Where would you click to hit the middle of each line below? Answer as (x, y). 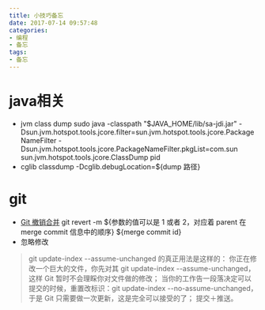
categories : (28, 30)
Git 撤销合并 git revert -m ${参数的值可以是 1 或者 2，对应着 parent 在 (133, 221)
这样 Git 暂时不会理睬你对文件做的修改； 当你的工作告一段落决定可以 (140, 278)
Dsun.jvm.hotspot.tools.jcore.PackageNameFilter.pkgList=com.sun (129, 149)
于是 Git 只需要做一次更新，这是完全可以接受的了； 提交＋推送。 (133, 298)
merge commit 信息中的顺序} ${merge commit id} (101, 232)
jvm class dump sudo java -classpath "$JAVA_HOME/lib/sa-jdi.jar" (129, 123)
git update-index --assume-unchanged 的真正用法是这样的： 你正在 (139, 259)
